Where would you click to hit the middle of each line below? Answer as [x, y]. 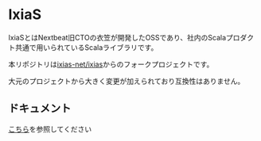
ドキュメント [40, 109]
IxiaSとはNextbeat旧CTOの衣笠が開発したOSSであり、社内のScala [117, 37]
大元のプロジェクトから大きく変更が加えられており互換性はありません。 [127, 81]
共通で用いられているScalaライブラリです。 [86, 47]
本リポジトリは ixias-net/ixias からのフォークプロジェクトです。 [111, 64]
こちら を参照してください [50, 129]
